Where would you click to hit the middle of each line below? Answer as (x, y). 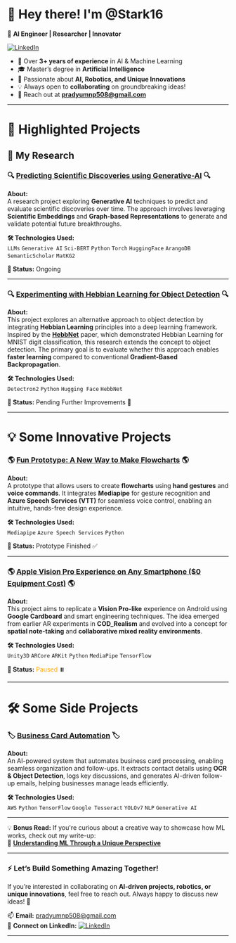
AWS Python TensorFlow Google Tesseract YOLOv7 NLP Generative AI (102, 808)
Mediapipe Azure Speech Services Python (66, 533)
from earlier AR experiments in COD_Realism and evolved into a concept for (117, 623)
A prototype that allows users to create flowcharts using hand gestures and (118, 485)
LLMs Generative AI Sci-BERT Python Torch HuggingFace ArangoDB (99, 248)
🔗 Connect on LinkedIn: (42, 925)
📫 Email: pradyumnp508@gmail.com (62, 915)
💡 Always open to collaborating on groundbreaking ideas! (101, 86)
